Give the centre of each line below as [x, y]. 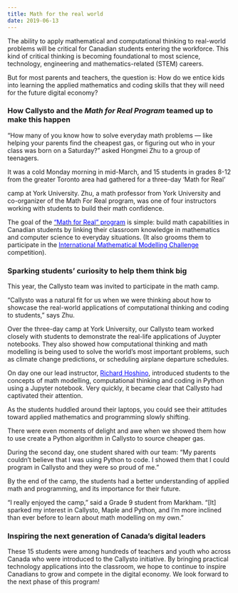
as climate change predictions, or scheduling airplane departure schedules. [118, 360]
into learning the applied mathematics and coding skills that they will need [116, 85]
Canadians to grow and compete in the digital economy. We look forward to [118, 574]
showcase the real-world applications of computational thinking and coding [118, 308]
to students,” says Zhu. [41, 315]
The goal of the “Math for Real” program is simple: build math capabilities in [118, 222]
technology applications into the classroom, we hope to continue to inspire [117, 567]
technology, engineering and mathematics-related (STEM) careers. [106, 63]
